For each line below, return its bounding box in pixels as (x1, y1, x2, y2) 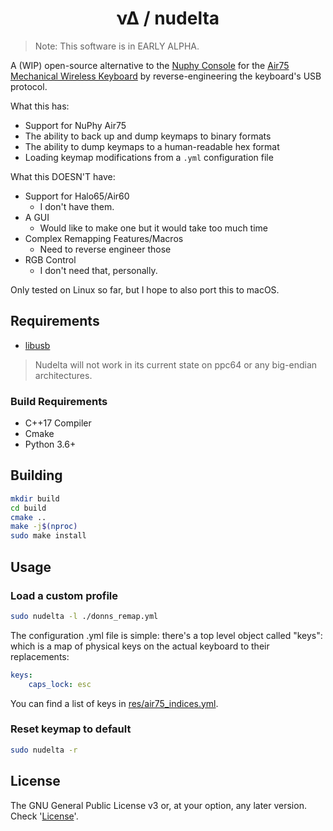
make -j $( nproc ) (10, 522, 78, 532)
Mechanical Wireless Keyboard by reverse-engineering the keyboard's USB (10, 70, 322, 82)
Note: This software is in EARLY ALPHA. (34, 40, 200, 52)
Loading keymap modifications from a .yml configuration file (24, 151, 274, 163)
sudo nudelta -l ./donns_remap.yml (10, 611, 159, 621)
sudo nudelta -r (10, 745, 78, 755)
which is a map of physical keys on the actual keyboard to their (10, 640, 270, 652)
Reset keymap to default (10, 722, 132, 736)
